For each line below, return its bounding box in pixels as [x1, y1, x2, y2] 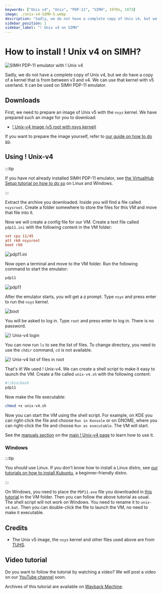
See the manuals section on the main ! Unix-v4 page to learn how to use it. [5, 432, 154, 438]
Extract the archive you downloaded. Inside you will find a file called [5, 199, 141, 205]
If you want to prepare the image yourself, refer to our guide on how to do [5, 133, 152, 139]
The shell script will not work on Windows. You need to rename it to [5, 499, 140, 505]
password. [5, 323, 26, 329]
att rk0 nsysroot [5, 238, 40, 243]
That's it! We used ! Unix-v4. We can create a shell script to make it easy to [5, 366, 155, 372]
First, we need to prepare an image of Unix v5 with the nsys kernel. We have [5, 109, 157, 115]
